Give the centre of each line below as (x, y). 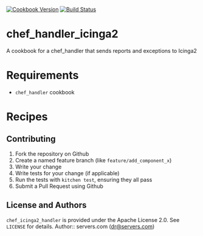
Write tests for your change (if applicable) (67, 173)
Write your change (38, 167)
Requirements (43, 75)
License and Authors (46, 205)
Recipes (27, 117)
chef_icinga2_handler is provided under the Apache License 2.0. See (93, 220)
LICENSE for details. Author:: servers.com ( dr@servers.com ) (81, 226)
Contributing (31, 139)
